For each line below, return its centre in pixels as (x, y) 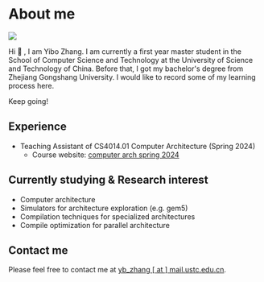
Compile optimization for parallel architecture (95, 225)
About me (42, 14)
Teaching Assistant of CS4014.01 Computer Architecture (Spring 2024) (138, 146)
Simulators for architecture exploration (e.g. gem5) (104, 208)
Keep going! (28, 101)
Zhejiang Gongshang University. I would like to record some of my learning (132, 77)
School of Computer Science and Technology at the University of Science (131, 60)
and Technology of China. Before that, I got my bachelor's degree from (126, 68)
